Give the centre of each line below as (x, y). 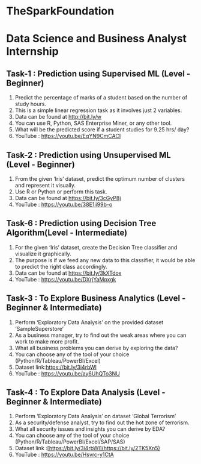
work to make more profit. (47, 341)
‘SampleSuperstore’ (39, 328)
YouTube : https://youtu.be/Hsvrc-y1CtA (64, 455)
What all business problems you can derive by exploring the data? (96, 348)
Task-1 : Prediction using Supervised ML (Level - (98, 74)
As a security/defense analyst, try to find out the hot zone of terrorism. (102, 422)
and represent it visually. (45, 185)
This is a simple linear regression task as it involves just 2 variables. (98, 110)
